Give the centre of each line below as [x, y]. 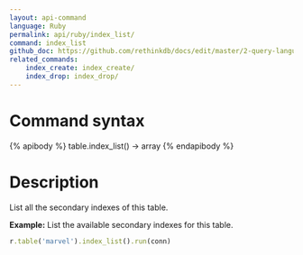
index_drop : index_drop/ [72, 77]
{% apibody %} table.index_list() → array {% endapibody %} [122, 146]
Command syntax [77, 120]
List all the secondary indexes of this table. [89, 207]
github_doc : [32, 51]
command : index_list [48, 43]
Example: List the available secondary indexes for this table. [121, 224]
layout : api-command [48, 18]
